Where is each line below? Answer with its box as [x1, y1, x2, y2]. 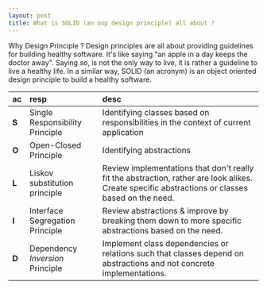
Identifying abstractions [102, 144, 191, 156]
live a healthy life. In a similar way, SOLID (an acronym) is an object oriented [8, 66, 257, 75]
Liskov [29, 168, 54, 179]
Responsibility [29, 117, 82, 128]
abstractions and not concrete [102, 257, 215, 268]
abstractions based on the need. [102, 225, 223, 236]
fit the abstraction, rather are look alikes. [102, 172, 253, 183]
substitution [29, 177, 74, 188]
